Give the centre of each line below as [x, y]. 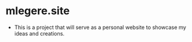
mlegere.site [38, 11]
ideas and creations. [39, 33]
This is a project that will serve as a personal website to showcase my [100, 27]
